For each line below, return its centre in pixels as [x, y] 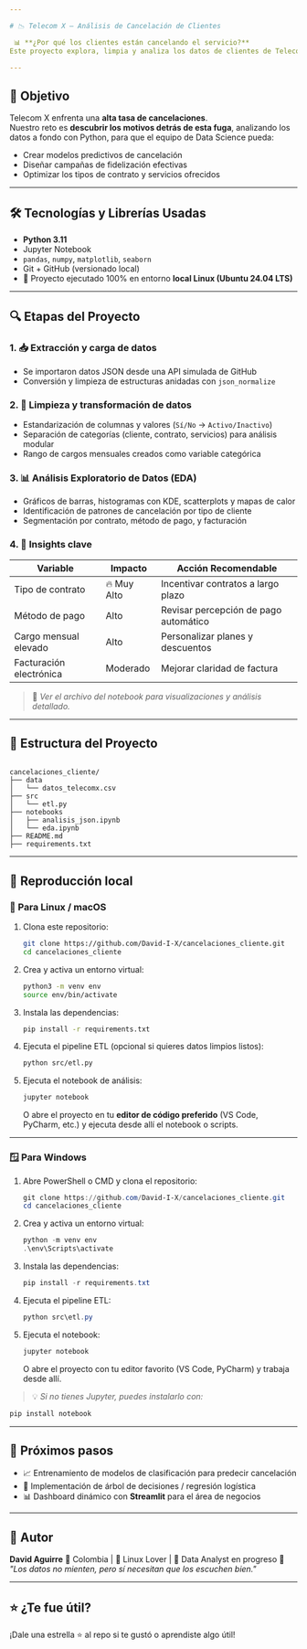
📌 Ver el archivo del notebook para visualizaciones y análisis [147, 697]
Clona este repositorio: [65, 927]
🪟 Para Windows [48, 1157]
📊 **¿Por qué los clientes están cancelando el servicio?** [131, 42]
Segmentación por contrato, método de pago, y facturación [135, 521]
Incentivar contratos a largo [220, 583]
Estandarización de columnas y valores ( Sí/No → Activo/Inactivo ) [148, 424]
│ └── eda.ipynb [44, 828]
